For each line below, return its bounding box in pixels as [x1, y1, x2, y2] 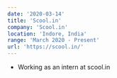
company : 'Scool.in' [7, 23, 69, 30]
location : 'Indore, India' [7, 30, 87, 38]
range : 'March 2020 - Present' [7, 37, 100, 44]
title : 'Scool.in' [7, 17, 62, 24]
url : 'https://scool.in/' [7, 43, 84, 50]
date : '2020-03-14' [7, 10, 65, 18]
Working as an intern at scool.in [17, 63, 111, 71]
